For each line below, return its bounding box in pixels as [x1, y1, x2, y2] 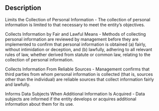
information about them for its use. [5, 101, 74, 107]
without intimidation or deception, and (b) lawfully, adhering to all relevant [5, 46, 153, 52]
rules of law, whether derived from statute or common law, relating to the [5, 52, 151, 57]
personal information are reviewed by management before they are [5, 36, 139, 42]
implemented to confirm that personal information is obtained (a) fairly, [5, 41, 146, 47]
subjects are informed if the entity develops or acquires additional [5, 96, 137, 102]
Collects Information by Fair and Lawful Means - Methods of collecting [5, 31, 146, 37]
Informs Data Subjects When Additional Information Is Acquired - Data [5, 91, 145, 97]
